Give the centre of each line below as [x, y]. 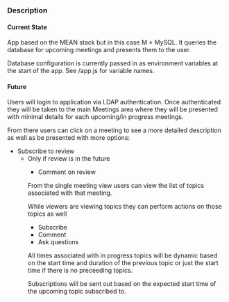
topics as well [47, 214]
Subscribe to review [46, 151]
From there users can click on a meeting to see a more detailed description [114, 130]
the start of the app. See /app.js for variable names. [81, 71]
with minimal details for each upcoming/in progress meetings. [95, 117]
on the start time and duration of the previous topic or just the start [123, 263]
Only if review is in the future [69, 159]
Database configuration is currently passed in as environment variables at [113, 63]
